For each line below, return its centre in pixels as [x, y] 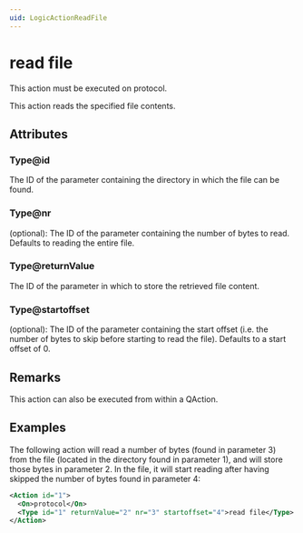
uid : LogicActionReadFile [58, 18]
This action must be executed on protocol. [88, 88]
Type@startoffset [49, 309]
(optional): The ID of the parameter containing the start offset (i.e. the [139, 329]
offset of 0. [30, 349]
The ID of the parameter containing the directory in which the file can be [144, 180]
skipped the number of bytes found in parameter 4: [105, 478]
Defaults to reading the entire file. [72, 243]
